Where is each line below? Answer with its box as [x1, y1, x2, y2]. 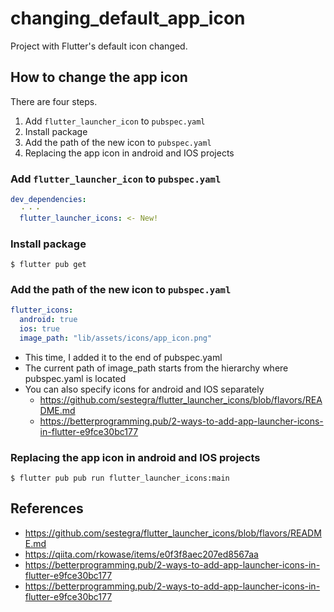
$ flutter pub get [10, 259, 87, 269]
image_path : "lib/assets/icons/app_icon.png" [19, 333, 213, 343]
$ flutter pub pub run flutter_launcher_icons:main [10, 473, 230, 484]
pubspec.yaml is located [24, 372, 127, 384]
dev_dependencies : [10, 195, 87, 205]
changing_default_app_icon [10, 7, 246, 30]
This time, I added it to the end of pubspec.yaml [24, 351, 223, 363]
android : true [19, 315, 78, 325]
